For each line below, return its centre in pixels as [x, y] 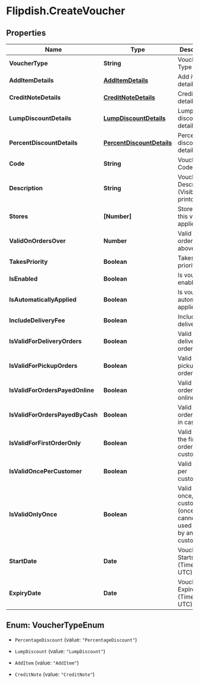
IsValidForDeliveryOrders [45, 341]
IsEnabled [23, 279]
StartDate [23, 561]
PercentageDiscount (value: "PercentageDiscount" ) [76, 640]
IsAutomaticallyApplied [43, 300]
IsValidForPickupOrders [44, 366]
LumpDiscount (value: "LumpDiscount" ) [60, 651]
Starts [186, 557]
